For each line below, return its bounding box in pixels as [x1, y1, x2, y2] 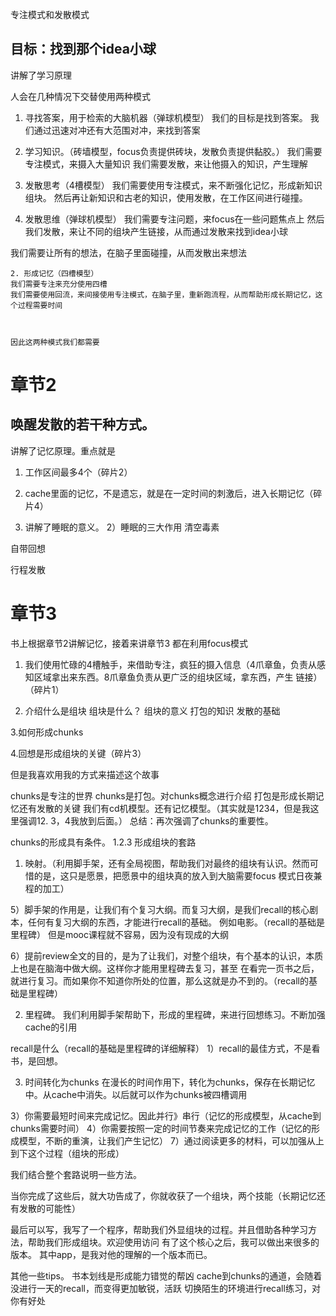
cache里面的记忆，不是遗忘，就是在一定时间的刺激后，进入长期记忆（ [24, 487, 314, 499]
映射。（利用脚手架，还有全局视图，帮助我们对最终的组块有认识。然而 [24, 857, 310, 869]
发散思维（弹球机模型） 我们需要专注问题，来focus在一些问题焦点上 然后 [24, 213, 325, 225]
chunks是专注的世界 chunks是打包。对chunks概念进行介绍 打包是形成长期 [10, 789, 316, 802]
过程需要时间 [17, 300, 63, 310]
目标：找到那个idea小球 [10, 41, 157, 58]
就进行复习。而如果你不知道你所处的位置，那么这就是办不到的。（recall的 [10, 974, 309, 987]
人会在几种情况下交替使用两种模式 [10, 90, 151, 102]
